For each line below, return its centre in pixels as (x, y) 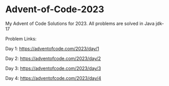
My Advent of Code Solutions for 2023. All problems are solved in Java (80, 23)
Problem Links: (21, 39)
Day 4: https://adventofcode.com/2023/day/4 (53, 78)
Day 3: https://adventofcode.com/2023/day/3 (53, 68)
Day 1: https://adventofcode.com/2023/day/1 (52, 48)
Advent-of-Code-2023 (55, 9)
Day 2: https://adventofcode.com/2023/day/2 (53, 58)
